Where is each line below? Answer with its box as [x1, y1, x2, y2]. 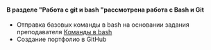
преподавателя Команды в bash [16, 28, 112, 36]
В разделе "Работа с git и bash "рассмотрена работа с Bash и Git [6, 5, 204, 14]
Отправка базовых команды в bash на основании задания [16, 21, 190, 29]
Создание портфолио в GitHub [16, 35, 107, 44]
